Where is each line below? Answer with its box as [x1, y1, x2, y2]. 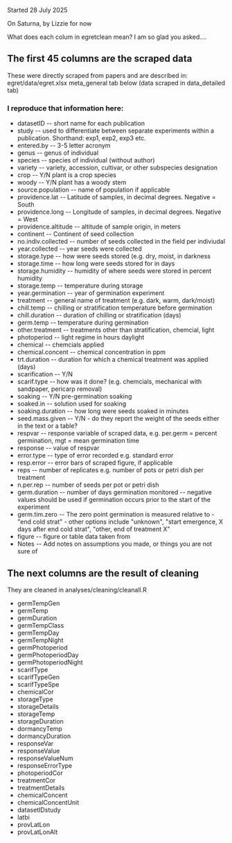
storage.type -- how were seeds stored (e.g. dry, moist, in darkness [17, 252, 211, 260]
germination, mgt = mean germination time [17, 437, 140, 445]
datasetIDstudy [17, 806, 61, 814]
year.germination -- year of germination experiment [17, 289, 165, 297]
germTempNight [17, 635, 64, 644]
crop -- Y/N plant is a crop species [17, 171, 116, 179]
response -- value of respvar [17, 444, 100, 452]
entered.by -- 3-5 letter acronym [17, 142, 111, 150]
